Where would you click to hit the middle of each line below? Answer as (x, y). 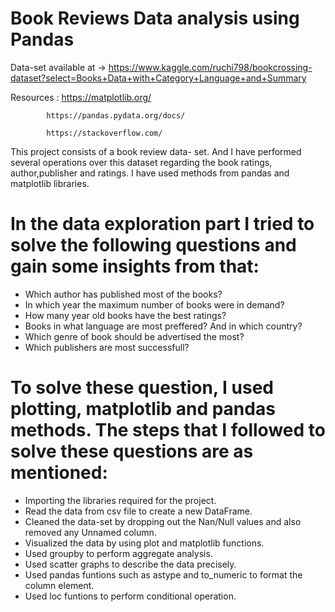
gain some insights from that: (135, 266)
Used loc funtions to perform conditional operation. (130, 596)
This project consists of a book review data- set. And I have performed (156, 151)
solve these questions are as (132, 451)
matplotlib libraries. (50, 183)
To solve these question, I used (142, 388)
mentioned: (59, 473)
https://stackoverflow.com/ (104, 133)
